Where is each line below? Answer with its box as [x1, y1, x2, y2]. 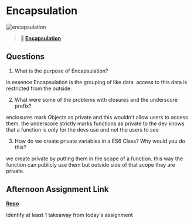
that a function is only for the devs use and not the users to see [6, 126, 159, 133]
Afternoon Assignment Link [6, 184, 109, 194]
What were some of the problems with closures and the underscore [14, 96, 178, 103]
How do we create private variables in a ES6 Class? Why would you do [14, 137, 186, 144]
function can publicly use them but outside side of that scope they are [6, 161, 176, 168]
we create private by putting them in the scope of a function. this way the [6, 155, 183, 162]
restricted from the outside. [6, 85, 72, 92]
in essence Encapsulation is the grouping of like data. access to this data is [6, 78, 188, 85]
